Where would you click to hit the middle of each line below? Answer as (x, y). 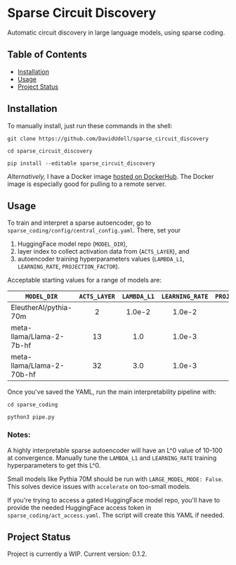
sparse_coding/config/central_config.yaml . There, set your (94, 230)
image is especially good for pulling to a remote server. (87, 184)
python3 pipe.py (31, 417)
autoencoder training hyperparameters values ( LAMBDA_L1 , (101, 259)
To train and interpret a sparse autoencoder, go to (79, 223)
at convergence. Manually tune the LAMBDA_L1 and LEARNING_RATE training (112, 458)
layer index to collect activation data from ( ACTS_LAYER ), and (103, 252)
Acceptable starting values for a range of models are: (84, 280)
